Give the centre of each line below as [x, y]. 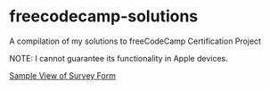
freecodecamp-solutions [104, 16]
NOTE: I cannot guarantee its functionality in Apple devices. [119, 58]
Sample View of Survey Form [62, 75]
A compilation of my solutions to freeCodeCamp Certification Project [135, 41]
